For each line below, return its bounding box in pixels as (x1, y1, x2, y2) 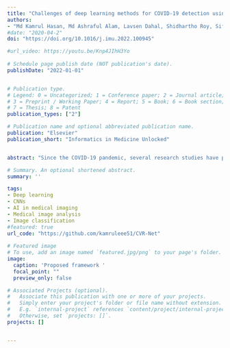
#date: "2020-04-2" (7, 29, 63, 36)
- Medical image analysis (7, 210, 81, 218)
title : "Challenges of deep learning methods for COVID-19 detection (7, 10, 210, 17)
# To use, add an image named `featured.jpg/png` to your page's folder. (7, 249, 222, 256)
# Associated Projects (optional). (7, 287, 109, 294)
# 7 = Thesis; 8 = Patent (7, 104, 81, 112)
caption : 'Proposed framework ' (13, 262, 106, 269)
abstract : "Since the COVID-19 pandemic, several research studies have (7, 154, 219, 161)
